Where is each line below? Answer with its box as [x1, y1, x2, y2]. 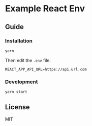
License [5, 103, 30, 111]
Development [5, 78, 38, 85]
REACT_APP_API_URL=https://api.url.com [5, 67, 87, 72]
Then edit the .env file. [5, 57, 51, 63]
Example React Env [5, 3, 85, 14]
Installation [5, 37, 33, 44]
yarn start [5, 90, 28, 94]
